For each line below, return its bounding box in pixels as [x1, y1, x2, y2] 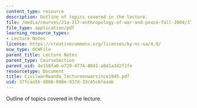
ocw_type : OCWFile [6, 47, 51, 53]
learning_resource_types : [6, 30, 69, 36]
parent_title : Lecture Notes [6, 52, 77, 58]
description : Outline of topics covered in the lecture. [6, 14, 148, 20]
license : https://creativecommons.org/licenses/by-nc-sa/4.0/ [6, 41, 161, 47]
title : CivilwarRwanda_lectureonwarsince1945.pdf [6, 74, 130, 79]
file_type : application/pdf [6, 25, 75, 31]
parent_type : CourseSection [6, 57, 75, 63]
